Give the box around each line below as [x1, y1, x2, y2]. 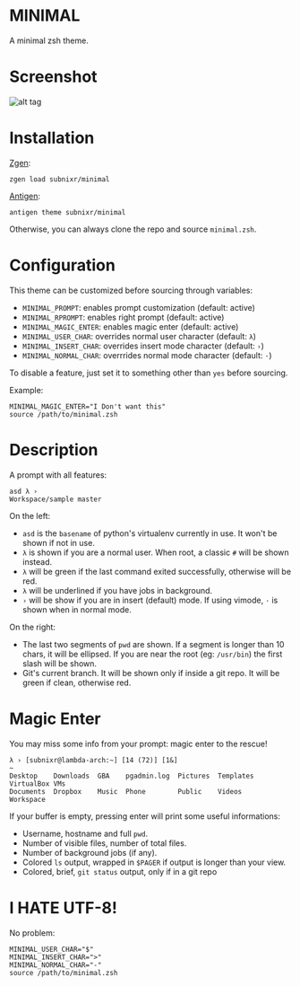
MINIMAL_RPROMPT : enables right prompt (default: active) [21, 312, 225, 322]
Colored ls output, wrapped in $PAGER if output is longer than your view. [21, 857, 287, 867]
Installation [9, 128, 95, 148]
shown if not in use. [21, 537, 96, 548]
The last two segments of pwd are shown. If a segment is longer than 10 [21, 638, 285, 649]
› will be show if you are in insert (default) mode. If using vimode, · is [21, 594, 279, 605]
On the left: [9, 510, 51, 521]
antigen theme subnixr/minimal [9, 207, 126, 216]
